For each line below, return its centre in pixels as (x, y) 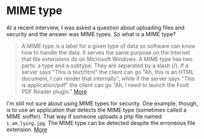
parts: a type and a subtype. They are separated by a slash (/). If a (105, 66)
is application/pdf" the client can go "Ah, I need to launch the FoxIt (105, 85)
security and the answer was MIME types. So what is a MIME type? (91, 34)
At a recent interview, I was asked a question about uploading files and (96, 28)
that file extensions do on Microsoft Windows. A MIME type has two (107, 59)
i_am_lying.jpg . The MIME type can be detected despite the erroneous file (101, 122)
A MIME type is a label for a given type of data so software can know (108, 46)
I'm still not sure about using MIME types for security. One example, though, (102, 103)
